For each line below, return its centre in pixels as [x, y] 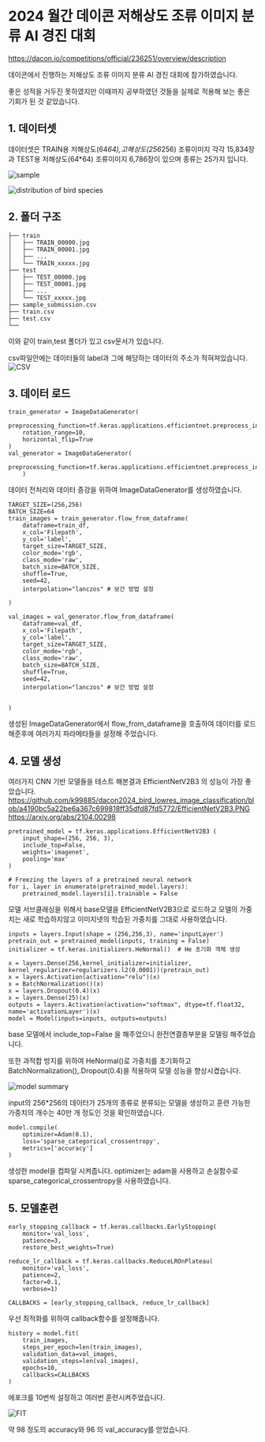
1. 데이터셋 [32, 128]
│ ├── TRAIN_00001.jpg [49, 250]
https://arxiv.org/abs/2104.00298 [62, 817]
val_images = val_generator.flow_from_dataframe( [91, 617]
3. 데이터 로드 [39, 393]
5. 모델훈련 [34, 1208]
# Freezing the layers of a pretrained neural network [100, 880]
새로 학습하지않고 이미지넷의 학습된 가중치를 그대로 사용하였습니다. [125, 919]
